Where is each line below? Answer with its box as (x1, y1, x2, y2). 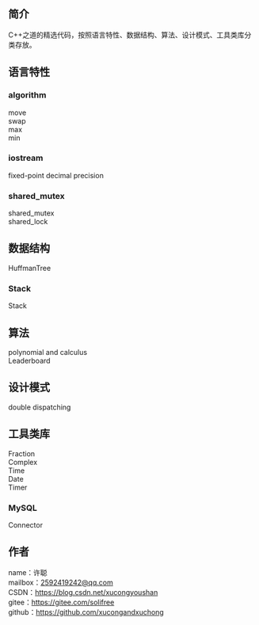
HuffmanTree (8, 263, 51, 272)
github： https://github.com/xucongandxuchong (8, 607, 164, 616)
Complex (8, 457, 38, 467)
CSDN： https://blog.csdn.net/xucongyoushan (8, 587, 158, 596)
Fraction (8, 448, 36, 458)
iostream (8, 153, 44, 164)
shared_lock (8, 217, 48, 227)
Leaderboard (8, 356, 51, 366)
